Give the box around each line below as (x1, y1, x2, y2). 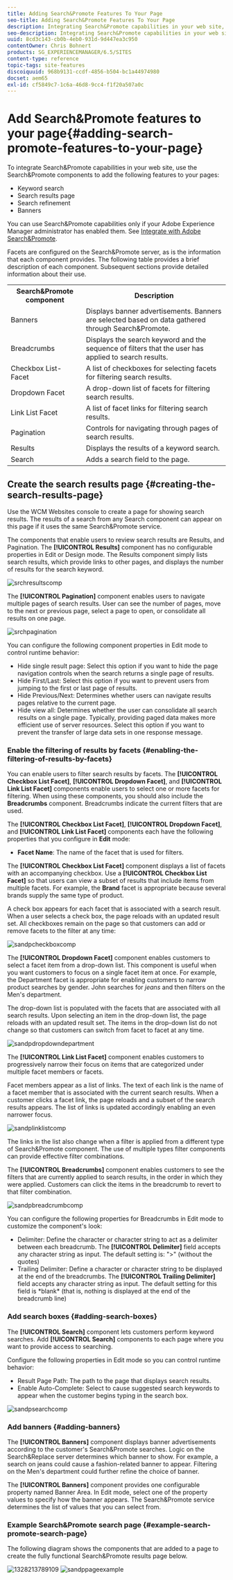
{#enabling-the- (141, 745, 199, 755)
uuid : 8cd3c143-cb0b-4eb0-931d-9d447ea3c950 (7, 36, 138, 43)
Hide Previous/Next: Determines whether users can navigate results (17, 692, 212, 699)
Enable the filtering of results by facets (7, 745, 141, 755)
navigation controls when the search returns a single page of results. (17, 669, 214, 677)
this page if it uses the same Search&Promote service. (7, 522, 162, 531)
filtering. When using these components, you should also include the (7, 792, 203, 800)
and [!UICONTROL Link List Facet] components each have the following (7, 827, 214, 836)
